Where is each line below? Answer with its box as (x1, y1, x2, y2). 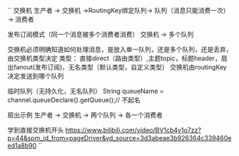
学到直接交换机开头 (7, 126, 64, 134)
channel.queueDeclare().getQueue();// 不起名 (7, 96, 141, 104)
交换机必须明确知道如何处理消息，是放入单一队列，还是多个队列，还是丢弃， (7, 45, 233, 53)
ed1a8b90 (7, 141, 37, 150)
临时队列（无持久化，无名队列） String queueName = (7, 87, 164, 95)
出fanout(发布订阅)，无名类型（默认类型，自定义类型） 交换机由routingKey (7, 63, 227, 71)
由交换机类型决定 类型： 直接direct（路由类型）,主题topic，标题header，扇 (7, 54, 228, 62)
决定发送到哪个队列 (7, 72, 64, 80)
